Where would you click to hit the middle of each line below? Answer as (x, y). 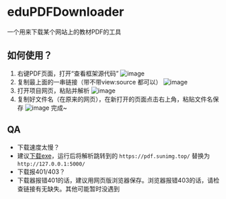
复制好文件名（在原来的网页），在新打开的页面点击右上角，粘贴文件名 (115, 99)
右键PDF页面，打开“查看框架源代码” (68, 73)
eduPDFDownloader (66, 12)
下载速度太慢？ (38, 147)
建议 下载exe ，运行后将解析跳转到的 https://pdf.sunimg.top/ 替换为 (113, 156)
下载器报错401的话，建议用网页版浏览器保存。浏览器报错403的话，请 (115, 180)
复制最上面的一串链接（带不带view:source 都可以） (89, 82)
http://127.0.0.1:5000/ (51, 164)
